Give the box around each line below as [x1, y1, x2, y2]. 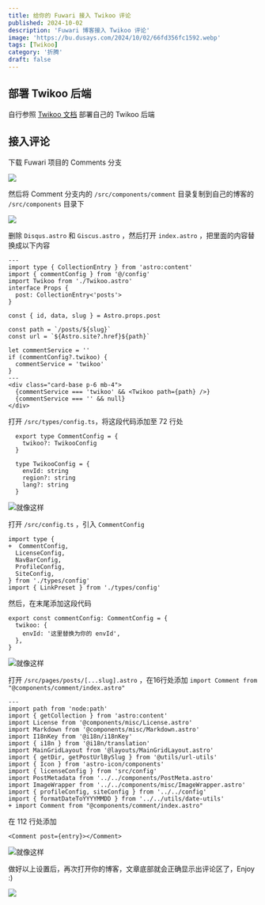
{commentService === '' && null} [15, 395, 126, 403]
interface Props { [8, 284, 69, 292]
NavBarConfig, [15, 555, 62, 564]
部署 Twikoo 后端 [8, 87, 92, 100]
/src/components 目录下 [8, 199, 85, 208]
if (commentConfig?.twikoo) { [8, 353, 108, 361]
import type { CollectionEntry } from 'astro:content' [8, 263, 193, 271]
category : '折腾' [8, 48, 63, 56]
